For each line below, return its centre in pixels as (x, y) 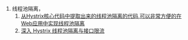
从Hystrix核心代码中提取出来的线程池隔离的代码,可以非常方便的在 (101, 16)
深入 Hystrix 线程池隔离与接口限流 (63, 31)
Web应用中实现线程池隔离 (53, 23)
